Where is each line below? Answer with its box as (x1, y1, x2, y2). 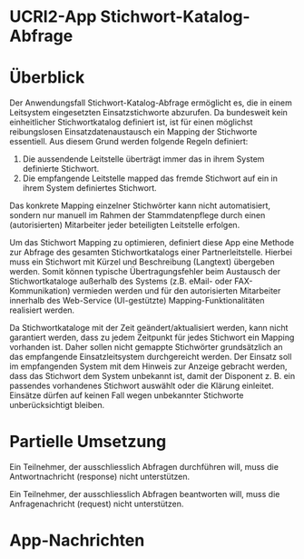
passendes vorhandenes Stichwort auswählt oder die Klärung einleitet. (9, 380, 274, 392)
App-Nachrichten (9, 530, 145, 551)
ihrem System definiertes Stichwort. (22, 183, 157, 194)
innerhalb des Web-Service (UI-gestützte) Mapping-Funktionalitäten (9, 295, 265, 306)
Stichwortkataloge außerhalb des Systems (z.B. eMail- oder (9, 275, 233, 287)
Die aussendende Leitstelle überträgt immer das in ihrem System (22, 154, 265, 165)
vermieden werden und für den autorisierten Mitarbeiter (72, 285, 281, 296)
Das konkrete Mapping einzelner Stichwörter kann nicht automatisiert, (9, 200, 270, 211)
